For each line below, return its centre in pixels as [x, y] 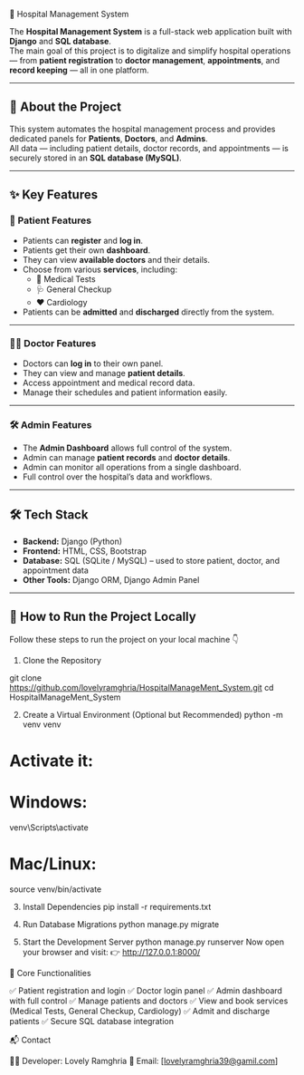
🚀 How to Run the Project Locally [103, 617]
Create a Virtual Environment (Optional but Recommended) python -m [152, 714]
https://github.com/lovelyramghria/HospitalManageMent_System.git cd [142, 687]
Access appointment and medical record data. [109, 383]
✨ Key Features [53, 195]
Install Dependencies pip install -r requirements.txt [117, 906]
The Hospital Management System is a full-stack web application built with [151, 31]
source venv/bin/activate [56, 889]
